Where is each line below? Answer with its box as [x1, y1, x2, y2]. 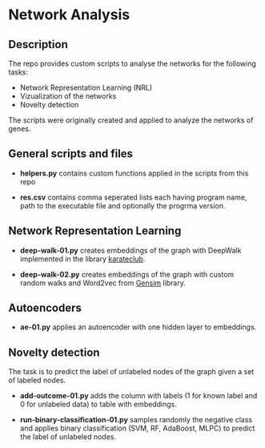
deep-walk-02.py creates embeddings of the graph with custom [19, 269, 235, 279]
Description [8, 38, 68, 51]
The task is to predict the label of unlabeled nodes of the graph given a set [8, 367, 255, 377]
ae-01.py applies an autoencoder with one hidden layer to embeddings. [19, 322, 257, 332]
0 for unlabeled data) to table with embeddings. [19, 399, 178, 410]
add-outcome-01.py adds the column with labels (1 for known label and [19, 391, 258, 401]
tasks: [8, 67, 29, 77]
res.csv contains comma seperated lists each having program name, [19, 192, 247, 202]
